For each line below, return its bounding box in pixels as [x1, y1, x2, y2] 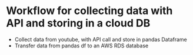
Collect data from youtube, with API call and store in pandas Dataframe [14, 36, 187, 43]
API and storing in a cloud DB [6, 16, 151, 30]
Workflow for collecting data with [6, 4, 173, 18]
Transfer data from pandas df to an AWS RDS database [14, 42, 149, 49]
